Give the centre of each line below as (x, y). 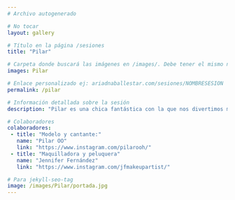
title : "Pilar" (29, 52)
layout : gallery (31, 33)
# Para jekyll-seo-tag (40, 179)
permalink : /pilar (34, 90)
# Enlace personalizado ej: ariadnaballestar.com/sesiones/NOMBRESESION (115, 84)
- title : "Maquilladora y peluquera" (65, 154)
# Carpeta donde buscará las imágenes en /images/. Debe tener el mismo (115, 64)
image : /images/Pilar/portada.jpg (58, 186)
